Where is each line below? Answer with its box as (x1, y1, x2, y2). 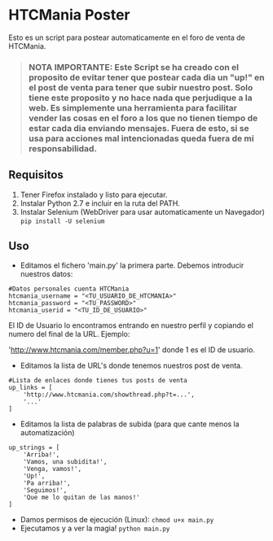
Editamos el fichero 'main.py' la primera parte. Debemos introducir (20, 260, 244, 270)
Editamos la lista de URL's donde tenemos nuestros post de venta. (20, 360, 243, 371)
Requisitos (8, 168, 64, 182)
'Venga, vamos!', (23, 465, 82, 473)
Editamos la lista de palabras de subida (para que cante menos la (20, 419, 240, 429)
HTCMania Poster (8, 6, 130, 24)
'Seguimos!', (23, 486, 68, 495)
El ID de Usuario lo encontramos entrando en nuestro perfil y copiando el (8, 321, 254, 330)
